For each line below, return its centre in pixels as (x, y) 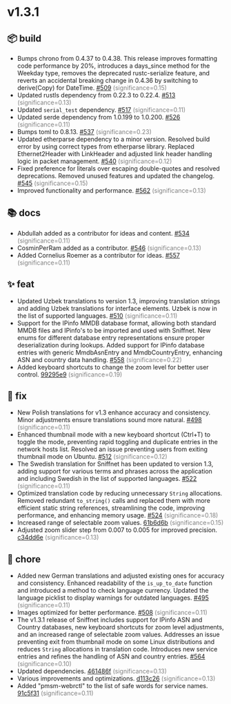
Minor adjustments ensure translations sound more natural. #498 (109, 420)
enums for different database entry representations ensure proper (111, 337)
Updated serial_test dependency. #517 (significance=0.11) (101, 110)
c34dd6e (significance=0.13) (58, 537)
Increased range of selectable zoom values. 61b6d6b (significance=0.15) (120, 523)
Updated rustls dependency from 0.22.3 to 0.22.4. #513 (96, 95)
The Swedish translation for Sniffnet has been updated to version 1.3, (115, 464)
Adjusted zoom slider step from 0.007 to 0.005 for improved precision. (117, 530)
